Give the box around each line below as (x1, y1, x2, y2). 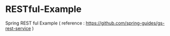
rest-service (5, 25, 31, 31)
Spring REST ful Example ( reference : (5, 20, 85, 26)
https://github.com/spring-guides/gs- (86, 20, 165, 26)
